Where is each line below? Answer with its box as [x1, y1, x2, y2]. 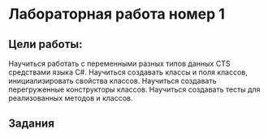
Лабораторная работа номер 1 [8, 5, 226, 24]
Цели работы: [8, 37, 83, 51]
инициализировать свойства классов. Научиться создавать [8, 76, 217, 85]
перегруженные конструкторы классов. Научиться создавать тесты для [8, 84, 261, 94]
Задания [8, 117, 55, 131]
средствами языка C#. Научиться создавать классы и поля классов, [8, 67, 248, 77]
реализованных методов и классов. [8, 93, 133, 102]
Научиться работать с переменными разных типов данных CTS [8, 58, 231, 68]
